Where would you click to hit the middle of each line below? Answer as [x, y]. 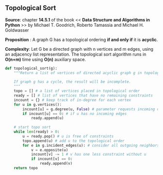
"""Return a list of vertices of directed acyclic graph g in [78, 73]
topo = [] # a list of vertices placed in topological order [77, 91]
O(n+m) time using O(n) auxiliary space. [46, 59]
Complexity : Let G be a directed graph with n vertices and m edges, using [79, 49]
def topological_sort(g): [31, 68]
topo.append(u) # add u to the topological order [73, 141]
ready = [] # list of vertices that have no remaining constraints [83, 96]
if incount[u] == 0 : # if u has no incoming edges [75, 114]
